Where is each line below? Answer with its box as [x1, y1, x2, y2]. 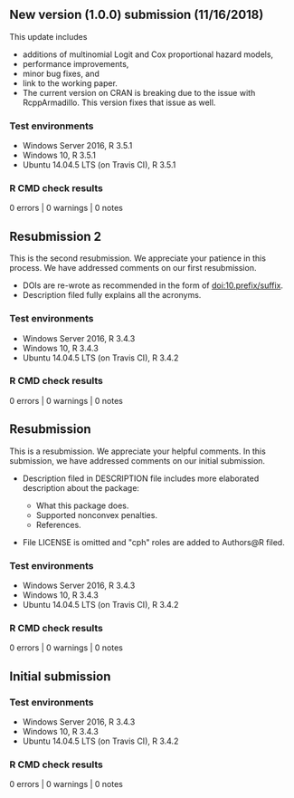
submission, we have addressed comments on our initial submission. [9, 455, 265, 466]
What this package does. [35, 500, 129, 511]
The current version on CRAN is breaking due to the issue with [22, 87, 256, 98]
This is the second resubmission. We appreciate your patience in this [9, 253, 267, 264]
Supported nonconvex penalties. [35, 509, 158, 520]
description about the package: [22, 482, 140, 493]
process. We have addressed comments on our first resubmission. [9, 263, 257, 274]
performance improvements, [22, 58, 129, 69]
